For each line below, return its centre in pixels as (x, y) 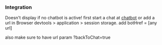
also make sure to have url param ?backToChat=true (58, 37)
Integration (19, 7)
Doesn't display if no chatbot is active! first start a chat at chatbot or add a (80, 18)
